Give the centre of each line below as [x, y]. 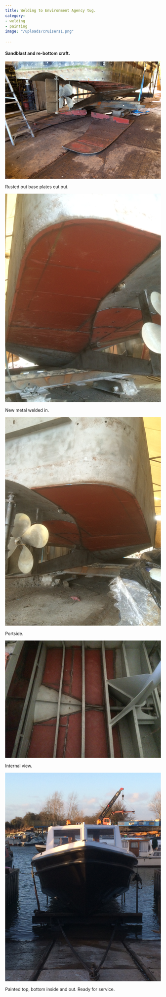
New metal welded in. [27, 410]
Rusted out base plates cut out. [37, 187]
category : [15, 16]
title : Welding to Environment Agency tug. [51, 10]
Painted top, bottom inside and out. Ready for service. [60, 989]
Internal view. [19, 766]
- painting [16, 26]
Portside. [14, 634]
